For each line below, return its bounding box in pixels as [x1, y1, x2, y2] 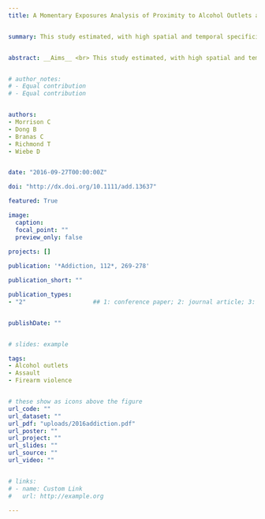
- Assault [8, 369, 41, 377]
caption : [15, 218, 44, 226]
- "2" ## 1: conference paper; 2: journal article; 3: [8, 297, 256, 306]
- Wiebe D [8, 147, 41, 155]
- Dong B [8, 125, 37, 133]
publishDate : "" [8, 319, 62, 327]
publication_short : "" [8, 277, 83, 285]
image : [8, 211, 30, 219]
